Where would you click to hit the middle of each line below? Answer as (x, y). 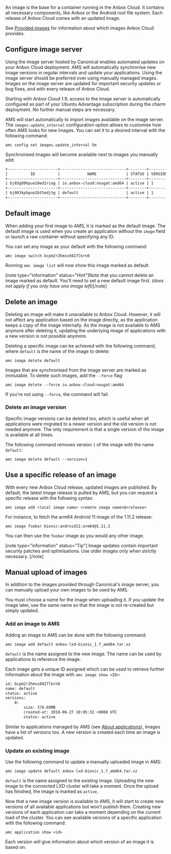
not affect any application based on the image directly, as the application (81, 319)
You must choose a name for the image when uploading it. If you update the (85, 600)
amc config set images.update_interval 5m (51, 145)
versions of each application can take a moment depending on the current (83, 812)
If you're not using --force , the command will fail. (57, 394)
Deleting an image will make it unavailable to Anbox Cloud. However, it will (83, 314)
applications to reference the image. (43, 659)
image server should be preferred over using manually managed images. (81, 78)
